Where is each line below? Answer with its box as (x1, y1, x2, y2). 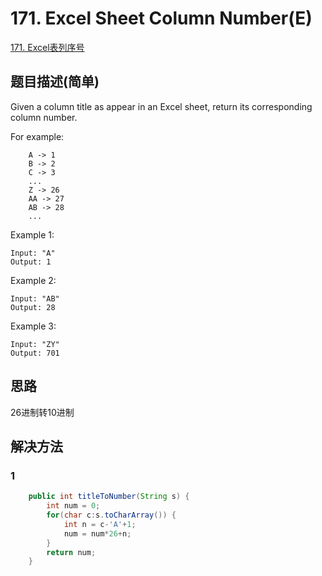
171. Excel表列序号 (10, 41, 85, 53)
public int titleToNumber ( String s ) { (28, 492, 190, 502)
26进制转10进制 (10, 406, 75, 418)
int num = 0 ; (46, 501, 101, 511)
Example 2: (10, 274, 57, 286)
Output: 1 (10, 257, 52, 267)
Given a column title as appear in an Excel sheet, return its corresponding (10, 100, 313, 112)
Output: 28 (10, 302, 56, 312)
